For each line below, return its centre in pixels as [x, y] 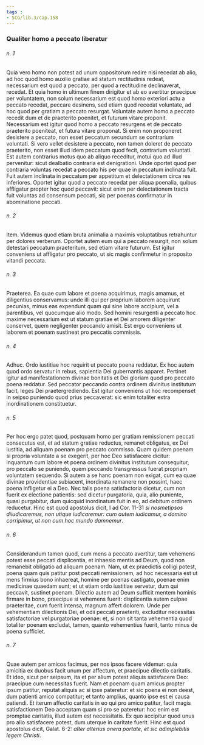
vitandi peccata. [26, 260]
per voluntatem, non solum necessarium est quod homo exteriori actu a [96, 98]
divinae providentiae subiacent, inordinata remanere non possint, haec [94, 482]
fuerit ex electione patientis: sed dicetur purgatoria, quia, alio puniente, [95, 495]
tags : [15, 12]
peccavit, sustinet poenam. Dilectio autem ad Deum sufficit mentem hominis [101, 592]
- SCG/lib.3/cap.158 [32, 18]
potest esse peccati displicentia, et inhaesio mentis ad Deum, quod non [96, 560]
